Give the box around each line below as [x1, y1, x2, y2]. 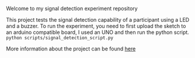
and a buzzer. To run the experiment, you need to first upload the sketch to [6, 23, 186, 29]
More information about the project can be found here [6, 45, 136, 52]
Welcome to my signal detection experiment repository [6, 5, 138, 12]
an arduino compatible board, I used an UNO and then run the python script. [6, 29, 190, 36]
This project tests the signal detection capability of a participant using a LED [6, 16, 190, 23]
